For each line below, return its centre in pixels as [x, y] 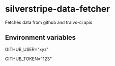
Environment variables [41, 38]
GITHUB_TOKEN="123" [29, 59]
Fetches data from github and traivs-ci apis [49, 22]
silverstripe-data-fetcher [57, 9]
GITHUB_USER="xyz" [27, 49]
